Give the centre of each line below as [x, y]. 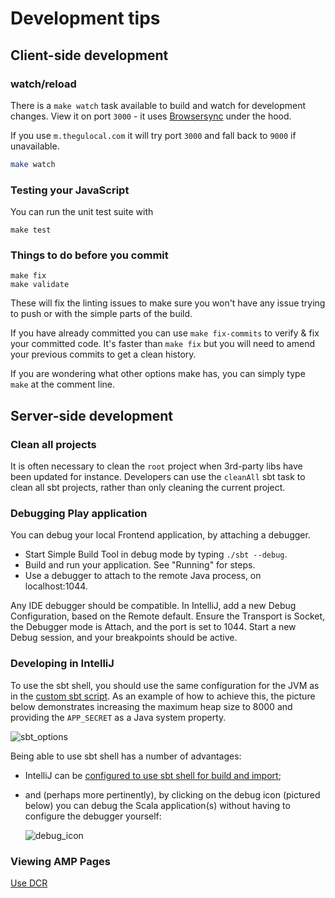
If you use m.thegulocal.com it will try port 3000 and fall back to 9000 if [153, 135]
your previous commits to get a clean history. [103, 354]
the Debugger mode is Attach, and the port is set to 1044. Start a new [153, 627]
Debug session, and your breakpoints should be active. [124, 638]
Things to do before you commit [89, 255]
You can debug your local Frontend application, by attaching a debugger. [160, 535]
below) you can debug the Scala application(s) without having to [157, 805]
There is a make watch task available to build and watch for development [158, 105]
